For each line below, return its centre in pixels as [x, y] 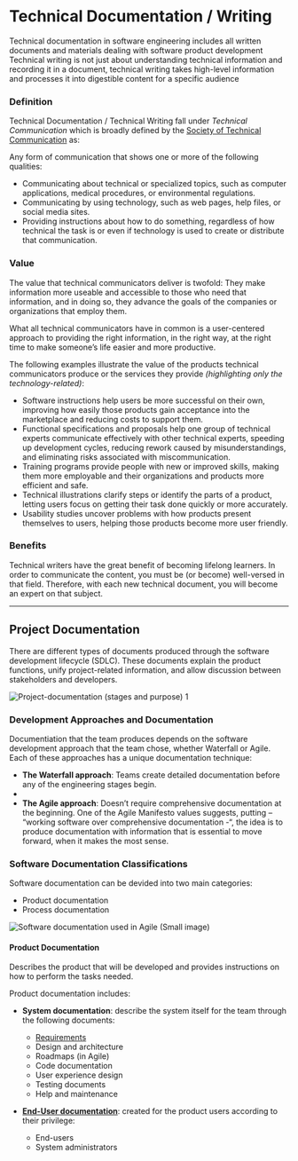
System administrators [76, 1148]
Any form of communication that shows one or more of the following [134, 157]
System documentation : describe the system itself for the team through [154, 1011]
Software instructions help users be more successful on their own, [144, 400]
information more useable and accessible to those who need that [128, 292]
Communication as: [44, 140]
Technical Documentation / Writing [141, 16]
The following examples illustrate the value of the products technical [134, 364]
